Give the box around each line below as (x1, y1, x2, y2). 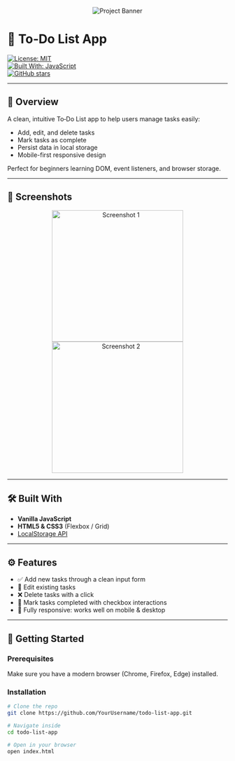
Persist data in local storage (17, 143, 98, 151)
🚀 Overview (7, 96, 59, 108)
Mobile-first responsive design (17, 151, 106, 159)
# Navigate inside (7, 722, 61, 729)
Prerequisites (7, 654, 54, 664)
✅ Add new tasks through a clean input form (17, 575, 145, 584)
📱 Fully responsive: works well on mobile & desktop (17, 606, 166, 615)
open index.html (7, 748, 55, 755)
